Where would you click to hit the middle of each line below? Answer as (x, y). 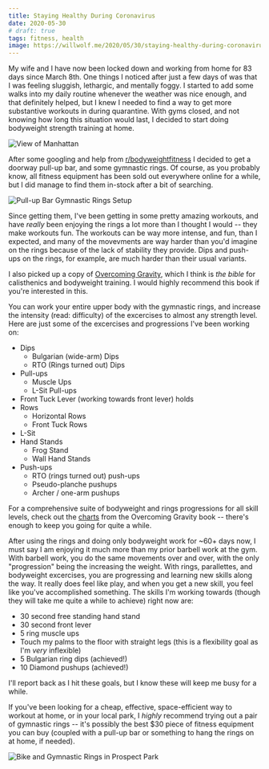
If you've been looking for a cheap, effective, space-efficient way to (120, 707)
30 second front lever (56, 625)
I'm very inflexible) (50, 650)
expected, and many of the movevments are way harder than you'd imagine (133, 242)
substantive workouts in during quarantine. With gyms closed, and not (124, 111)
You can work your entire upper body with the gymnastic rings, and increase (134, 307)
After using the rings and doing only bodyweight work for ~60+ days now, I (132, 541)
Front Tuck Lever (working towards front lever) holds (107, 399)
